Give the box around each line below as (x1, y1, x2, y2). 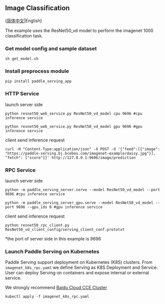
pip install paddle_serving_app (5, 79, 72, 84)
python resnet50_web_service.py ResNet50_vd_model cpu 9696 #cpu (5, 111, 142, 116)
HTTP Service (5, 90, 40, 97)
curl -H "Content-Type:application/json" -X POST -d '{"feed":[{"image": (5, 147, 161, 152)
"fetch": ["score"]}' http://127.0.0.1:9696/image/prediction (5, 155, 136, 160)
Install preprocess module (5, 68, 69, 75)
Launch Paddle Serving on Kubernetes (5, 248, 100, 255)
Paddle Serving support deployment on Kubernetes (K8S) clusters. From (5, 259, 153, 266)
